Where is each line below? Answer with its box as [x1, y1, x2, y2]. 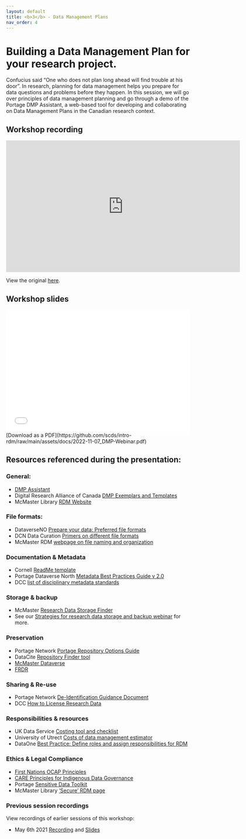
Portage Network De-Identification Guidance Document [14, 694, 149, 700]
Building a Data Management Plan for [6, 44, 190, 58]
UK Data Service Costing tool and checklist [14, 728, 119, 735]
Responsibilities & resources [6, 714, 89, 722]
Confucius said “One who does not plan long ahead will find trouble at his [6, 77, 183, 84]
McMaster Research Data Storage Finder [14, 607, 113, 614]
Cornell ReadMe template [14, 566, 76, 574]
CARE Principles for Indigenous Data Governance [14, 774, 133, 782]
